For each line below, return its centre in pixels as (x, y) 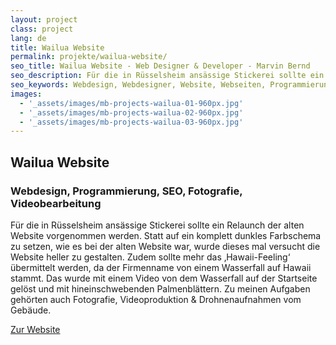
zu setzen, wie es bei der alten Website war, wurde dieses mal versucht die (165, 246)
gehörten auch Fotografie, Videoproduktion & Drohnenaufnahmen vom (156, 299)
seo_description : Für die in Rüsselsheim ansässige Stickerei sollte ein (167, 76)
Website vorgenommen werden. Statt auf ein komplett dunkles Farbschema (166, 235)
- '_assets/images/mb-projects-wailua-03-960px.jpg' (131, 122)
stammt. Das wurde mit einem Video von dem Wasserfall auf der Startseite (164, 278)
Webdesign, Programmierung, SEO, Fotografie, (126, 191)
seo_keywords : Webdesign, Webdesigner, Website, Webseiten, (138, 85)
